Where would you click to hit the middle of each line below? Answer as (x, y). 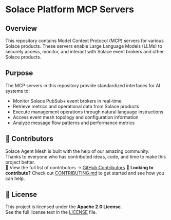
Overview (21, 28)
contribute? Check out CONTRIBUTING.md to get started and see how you (85, 173)
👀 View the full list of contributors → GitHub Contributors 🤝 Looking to (80, 167)
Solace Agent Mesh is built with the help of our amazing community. (78, 151)
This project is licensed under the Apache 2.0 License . (64, 207)
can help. (15, 178)
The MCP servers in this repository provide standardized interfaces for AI (83, 85)
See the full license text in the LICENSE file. (51, 212)
